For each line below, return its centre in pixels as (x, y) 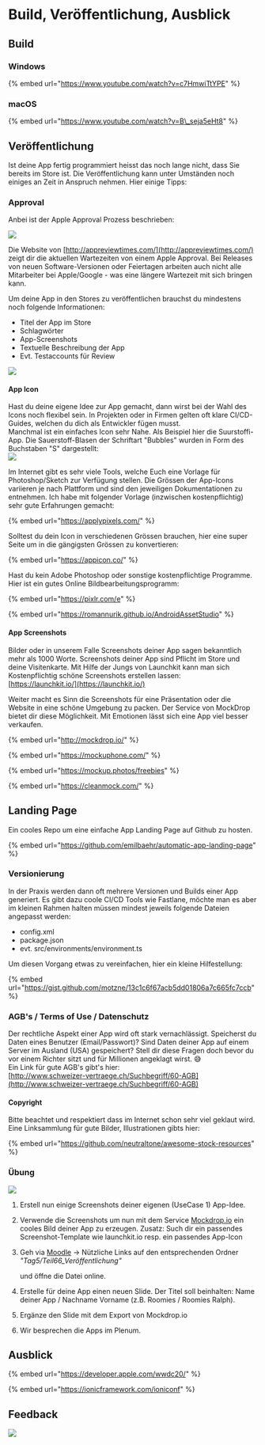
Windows (27, 66)
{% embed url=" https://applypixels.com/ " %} (82, 521)
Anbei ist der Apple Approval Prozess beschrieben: (91, 220)
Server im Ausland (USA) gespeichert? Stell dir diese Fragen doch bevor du (131, 1051)
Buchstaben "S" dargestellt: (53, 449)
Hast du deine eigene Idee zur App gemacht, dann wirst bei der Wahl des (128, 407)
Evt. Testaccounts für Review (67, 356)
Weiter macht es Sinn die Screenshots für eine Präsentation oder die (120, 699)
